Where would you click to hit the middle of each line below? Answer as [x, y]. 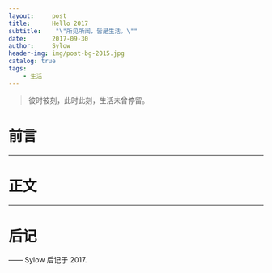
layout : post [38, 16]
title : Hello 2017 [49, 23]
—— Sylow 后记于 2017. [48, 260]
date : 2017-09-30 [49, 38]
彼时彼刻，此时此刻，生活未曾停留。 [89, 100]
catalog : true [32, 62]
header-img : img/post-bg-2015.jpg [67, 53]
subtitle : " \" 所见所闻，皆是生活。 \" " [73, 31]
